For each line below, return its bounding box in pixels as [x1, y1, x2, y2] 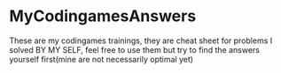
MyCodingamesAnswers [9, 6, 197, 26]
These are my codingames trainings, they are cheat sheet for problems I [9, 35, 273, 46]
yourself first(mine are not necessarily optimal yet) [9, 54, 193, 64]
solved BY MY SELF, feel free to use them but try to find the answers [9, 44, 260, 55]
